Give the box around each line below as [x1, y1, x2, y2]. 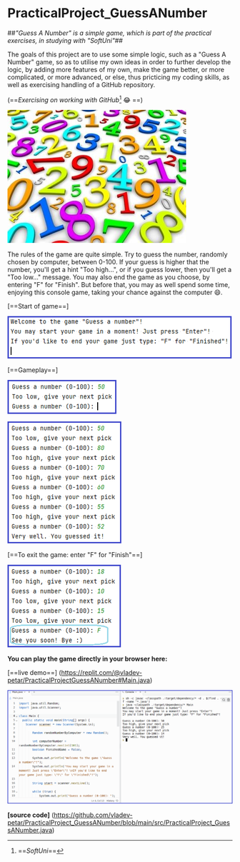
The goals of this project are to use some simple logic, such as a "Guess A [7, 50, 226, 59]
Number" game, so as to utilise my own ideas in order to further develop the [7, 57, 231, 66]
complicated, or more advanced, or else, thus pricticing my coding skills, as [7, 73, 230, 81]
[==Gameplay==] [7, 366, 59, 374]
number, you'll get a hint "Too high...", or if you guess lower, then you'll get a [7, 265, 232, 274]
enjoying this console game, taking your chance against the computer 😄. [7, 288, 223, 296]
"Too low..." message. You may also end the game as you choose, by [7, 273, 210, 281]
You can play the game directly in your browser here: [7, 654, 168, 663]
